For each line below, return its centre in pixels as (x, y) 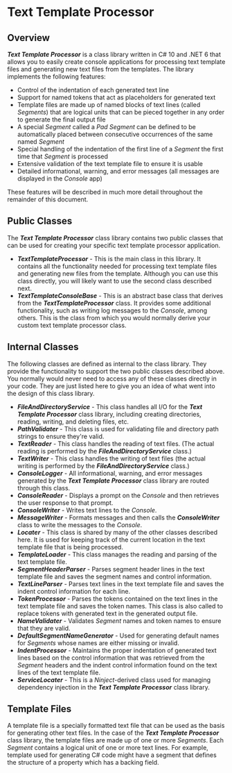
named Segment (41, 142)
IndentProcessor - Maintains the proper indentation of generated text (117, 650)
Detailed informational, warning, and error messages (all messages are (118, 171)
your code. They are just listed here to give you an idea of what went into (111, 385)
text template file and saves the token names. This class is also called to (120, 606)
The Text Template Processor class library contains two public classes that (115, 238)
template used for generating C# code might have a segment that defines (112, 755)
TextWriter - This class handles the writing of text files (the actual (111, 458)
